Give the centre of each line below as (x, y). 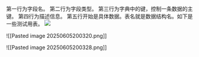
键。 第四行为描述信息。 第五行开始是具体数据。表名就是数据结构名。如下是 (99, 16)
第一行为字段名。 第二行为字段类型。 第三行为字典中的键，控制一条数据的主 (99, 9)
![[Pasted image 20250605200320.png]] (57, 36)
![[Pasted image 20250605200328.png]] (57, 47)
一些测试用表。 (25, 24)
